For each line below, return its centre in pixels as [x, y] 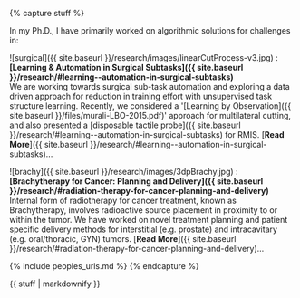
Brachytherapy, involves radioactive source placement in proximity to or [144, 210]
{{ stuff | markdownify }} [55, 284]
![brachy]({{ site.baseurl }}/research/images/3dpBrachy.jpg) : [124, 172]
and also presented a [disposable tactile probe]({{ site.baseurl [126, 125]
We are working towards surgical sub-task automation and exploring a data [150, 87]
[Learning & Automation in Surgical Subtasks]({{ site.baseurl [126, 67]
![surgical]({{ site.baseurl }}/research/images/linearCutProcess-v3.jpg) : [144, 58]
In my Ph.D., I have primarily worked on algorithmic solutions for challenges [150, 30]
